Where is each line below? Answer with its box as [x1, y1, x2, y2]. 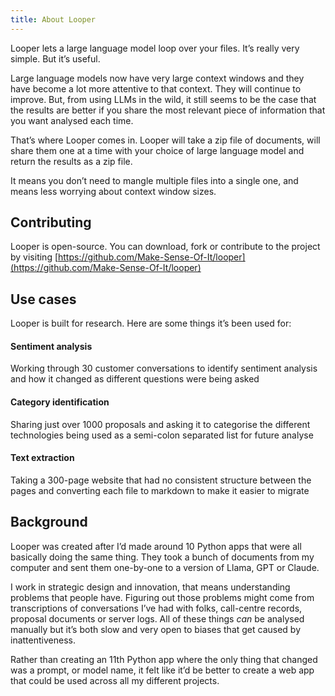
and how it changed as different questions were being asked [10, 373, 260, 385]
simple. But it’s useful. [10, 52, 101, 65]
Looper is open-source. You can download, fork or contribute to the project [10, 241, 321, 253]
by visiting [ [10, 251, 59, 263]
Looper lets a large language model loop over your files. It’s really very [10, 42, 300, 54]
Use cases [10, 291, 77, 308]
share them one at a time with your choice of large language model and [10, 144, 305, 156]
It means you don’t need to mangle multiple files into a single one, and [10, 174, 299, 186]
